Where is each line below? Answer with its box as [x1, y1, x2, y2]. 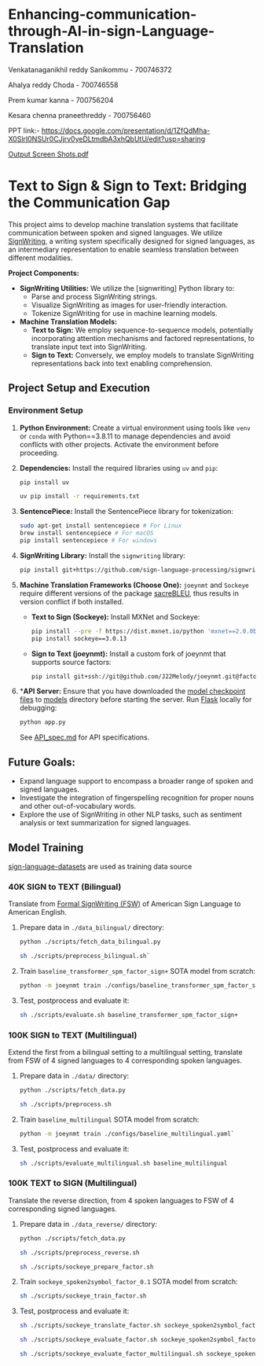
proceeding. [19, 448, 59, 457]
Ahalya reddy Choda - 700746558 [8, 80, 119, 90]
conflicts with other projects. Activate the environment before [19, 439, 219, 449]
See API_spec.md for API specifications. [19, 733, 150, 742]
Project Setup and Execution [8, 381, 151, 395]
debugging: [19, 703, 57, 713]
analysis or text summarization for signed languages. [19, 818, 191, 828]
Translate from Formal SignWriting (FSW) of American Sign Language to [8, 899, 241, 909]
